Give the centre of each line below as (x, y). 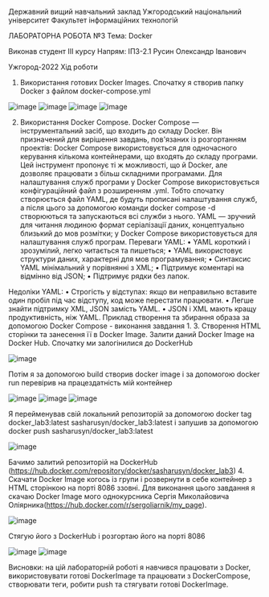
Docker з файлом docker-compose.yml (85, 91)
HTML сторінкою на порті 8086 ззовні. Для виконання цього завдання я (132, 488)
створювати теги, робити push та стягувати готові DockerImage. (118, 584)
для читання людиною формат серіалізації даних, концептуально (132, 225)
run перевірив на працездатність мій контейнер (90, 383)
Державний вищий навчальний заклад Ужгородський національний (125, 12)
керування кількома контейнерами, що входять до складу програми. (139, 156)
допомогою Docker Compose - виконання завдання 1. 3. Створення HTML (135, 326)
